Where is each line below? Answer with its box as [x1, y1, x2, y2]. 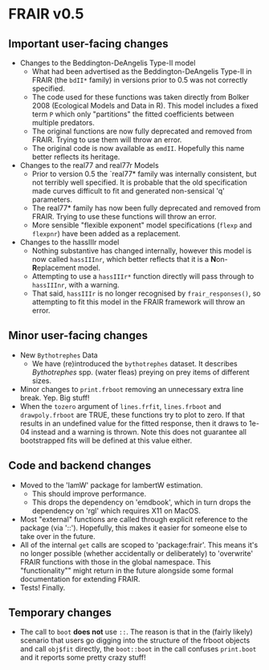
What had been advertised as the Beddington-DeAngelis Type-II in [31, 67, 252, 76]
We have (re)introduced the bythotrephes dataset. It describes [31, 358, 238, 368]
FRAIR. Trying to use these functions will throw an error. [31, 212, 217, 221]
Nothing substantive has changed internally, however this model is [31, 246, 252, 255]
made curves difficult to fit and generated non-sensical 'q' [31, 186, 225, 195]
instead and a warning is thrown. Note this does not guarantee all [31, 427, 247, 436]
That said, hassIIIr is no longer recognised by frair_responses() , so [31, 288, 261, 298]
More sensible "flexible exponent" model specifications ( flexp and [31, 220, 253, 230]
